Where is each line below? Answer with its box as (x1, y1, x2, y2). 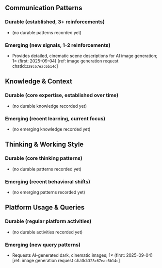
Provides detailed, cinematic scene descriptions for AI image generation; (12, 53, 158, 58)
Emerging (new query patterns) (5, 241, 81, 248)
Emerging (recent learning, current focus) (5, 115, 106, 122)
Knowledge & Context (5, 77, 73, 86)
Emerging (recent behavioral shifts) (5, 178, 91, 185)
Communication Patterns (5, 4, 82, 12)
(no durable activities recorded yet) (12, 229, 83, 235)
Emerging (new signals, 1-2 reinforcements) (5, 41, 111, 48)
